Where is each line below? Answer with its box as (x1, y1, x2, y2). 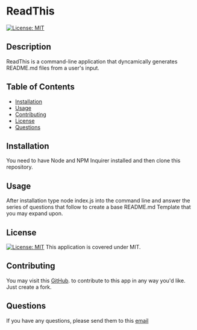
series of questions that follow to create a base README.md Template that (6, 204, 191, 211)
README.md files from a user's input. (6, 64, 99, 71)
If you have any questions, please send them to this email (6, 317, 149, 324)
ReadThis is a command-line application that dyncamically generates (6, 57, 178, 65)
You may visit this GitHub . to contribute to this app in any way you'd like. (6, 277, 186, 284)
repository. (6, 163, 33, 170)
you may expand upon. (6, 210, 63, 217)
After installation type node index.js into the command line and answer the (6, 197, 191, 204)
